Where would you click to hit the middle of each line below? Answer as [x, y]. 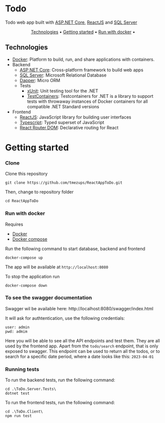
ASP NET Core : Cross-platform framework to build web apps [82, 70]
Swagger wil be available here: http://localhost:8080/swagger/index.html [79, 308]
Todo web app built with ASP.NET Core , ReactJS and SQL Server [71, 22]
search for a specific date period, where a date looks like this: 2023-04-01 [80, 356]
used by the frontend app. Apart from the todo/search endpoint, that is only [82, 346]
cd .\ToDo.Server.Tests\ [31, 389]
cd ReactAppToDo [22, 201]
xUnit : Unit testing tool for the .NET [62, 91]
